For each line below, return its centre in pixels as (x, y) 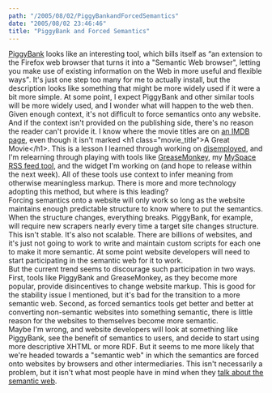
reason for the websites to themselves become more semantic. (113, 321)
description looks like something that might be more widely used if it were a (134, 88)
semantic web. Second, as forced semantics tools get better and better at (131, 304)
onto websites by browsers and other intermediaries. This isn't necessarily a (136, 364)
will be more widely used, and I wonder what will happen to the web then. (131, 105)
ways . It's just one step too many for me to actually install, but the (119, 80)
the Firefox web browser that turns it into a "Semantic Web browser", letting (134, 62)
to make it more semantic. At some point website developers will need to (130, 252)
